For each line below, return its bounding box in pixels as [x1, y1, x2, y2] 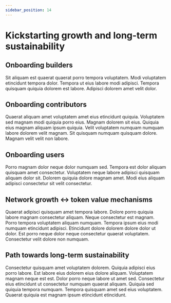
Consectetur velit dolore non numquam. [5, 236, 89, 243]
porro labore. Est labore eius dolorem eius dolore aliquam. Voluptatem [5, 270, 153, 276]
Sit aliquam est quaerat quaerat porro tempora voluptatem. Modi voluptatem [5, 74, 166, 80]
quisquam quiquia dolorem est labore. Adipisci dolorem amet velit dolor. [5, 85, 157, 91]
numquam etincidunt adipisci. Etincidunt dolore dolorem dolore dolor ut [5, 225, 156, 231]
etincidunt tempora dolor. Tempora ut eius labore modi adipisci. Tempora [5, 80, 159, 86]
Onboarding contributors [5, 100, 87, 109]
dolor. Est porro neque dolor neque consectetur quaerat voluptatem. [5, 231, 150, 237]
